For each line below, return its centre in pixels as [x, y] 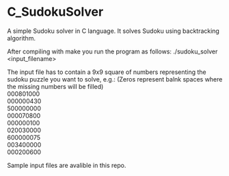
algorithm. [22, 38]
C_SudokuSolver [55, 12]
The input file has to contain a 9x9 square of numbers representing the [107, 72]
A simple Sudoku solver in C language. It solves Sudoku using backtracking [113, 31]
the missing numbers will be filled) [55, 86]
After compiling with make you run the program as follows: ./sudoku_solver [112, 51]
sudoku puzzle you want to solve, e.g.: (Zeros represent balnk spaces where [115, 79]
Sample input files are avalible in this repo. [67, 165]
